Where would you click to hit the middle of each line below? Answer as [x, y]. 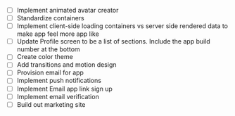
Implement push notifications [59, 81]
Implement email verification [58, 96]
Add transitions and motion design [66, 65]
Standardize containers [51, 18]
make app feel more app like [58, 34]
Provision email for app [50, 72]
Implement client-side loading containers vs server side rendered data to [122, 26]
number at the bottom [48, 49]
